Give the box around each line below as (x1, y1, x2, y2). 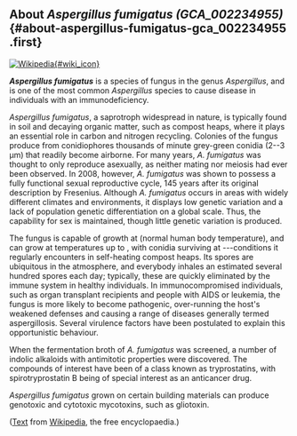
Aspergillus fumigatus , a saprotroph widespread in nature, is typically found (9, 111, 287, 123)
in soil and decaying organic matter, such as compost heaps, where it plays (9, 121, 285, 131)
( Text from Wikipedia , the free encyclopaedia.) (9, 416, 180, 427)
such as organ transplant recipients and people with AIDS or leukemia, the (9, 289, 281, 300)
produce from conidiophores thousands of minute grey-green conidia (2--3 (9, 139, 285, 150)
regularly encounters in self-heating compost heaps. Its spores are (9, 251, 254, 262)
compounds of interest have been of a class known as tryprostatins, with (9, 363, 277, 374)
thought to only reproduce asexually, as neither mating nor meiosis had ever (9, 159, 288, 170)
